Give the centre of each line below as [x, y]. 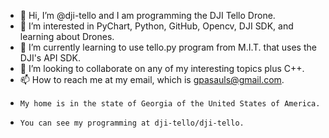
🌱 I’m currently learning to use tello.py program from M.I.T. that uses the [168, 47]
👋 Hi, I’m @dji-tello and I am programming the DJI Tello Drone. [147, 15]
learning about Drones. [67, 36]
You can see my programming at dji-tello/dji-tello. [132, 123]
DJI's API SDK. [50, 58]
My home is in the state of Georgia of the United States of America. [170, 104]
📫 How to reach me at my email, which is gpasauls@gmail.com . [152, 79]
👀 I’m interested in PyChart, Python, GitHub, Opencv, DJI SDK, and [156, 26]
